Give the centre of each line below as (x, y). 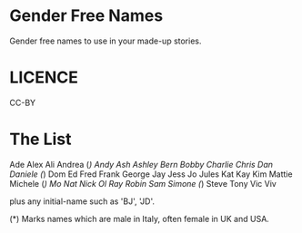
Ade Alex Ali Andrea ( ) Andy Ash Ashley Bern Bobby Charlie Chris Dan (141, 164)
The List (40, 139)
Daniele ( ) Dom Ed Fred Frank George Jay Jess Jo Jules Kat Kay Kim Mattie (151, 174)
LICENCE (44, 78)
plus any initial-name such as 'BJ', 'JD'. (82, 201)
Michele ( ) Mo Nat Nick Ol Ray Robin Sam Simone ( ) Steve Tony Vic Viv (143, 183)
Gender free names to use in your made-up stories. (106, 41)
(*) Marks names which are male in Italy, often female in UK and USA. (140, 218)
